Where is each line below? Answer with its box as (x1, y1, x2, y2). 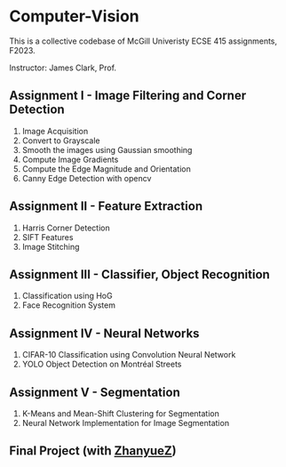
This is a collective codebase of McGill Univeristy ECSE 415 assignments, (9, 36, 278, 46)
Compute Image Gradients (21, 154, 119, 165)
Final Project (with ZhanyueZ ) (9, 443, 177, 459)
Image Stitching (21, 241, 80, 252)
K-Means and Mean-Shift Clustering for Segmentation (21, 408, 220, 419)
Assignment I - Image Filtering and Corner (9, 88, 247, 103)
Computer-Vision (9, 6, 139, 27)
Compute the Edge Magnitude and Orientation (21, 163, 191, 174)
